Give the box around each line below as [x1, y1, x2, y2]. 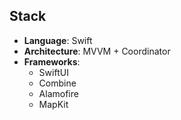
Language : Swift [23, 34, 93, 46]
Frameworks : [23, 55, 81, 68]
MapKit [38, 98, 69, 110]
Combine [38, 77, 77, 89]
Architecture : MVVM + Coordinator [23, 45, 171, 57]
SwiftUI [38, 66, 69, 78]
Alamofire [38, 87, 79, 99]
